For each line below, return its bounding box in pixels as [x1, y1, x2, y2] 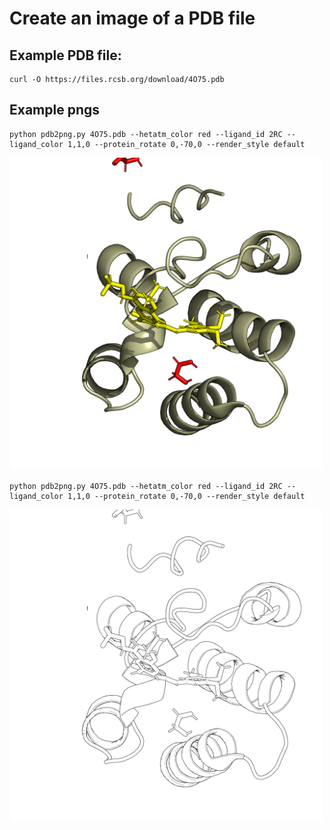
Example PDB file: [9, 47, 122, 64]
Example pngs [9, 102, 101, 119]
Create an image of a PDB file [9, 7, 256, 30]
